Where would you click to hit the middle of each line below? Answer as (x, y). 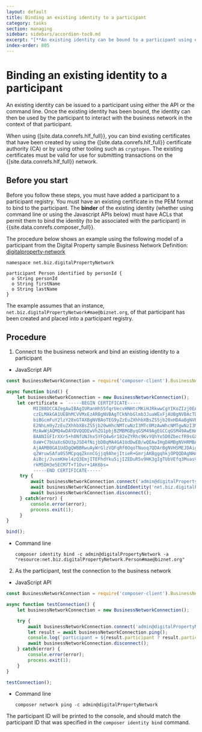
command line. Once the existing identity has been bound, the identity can (98, 111)
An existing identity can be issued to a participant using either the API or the (100, 105)
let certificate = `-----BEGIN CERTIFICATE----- (79, 403)
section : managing (29, 29)
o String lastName (35, 289)
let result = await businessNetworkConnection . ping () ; (98, 632)
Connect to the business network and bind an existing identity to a (97, 352)
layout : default (26, 12)
